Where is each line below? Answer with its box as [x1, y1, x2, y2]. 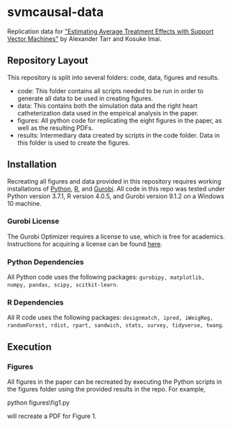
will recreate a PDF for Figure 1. [7, 412, 97, 421]
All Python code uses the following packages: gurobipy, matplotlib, [7, 273, 205, 282]
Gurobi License [7, 216, 60, 226]
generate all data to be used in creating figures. [17, 94, 154, 102]
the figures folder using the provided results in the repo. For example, [7, 385, 206, 394]
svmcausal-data [7, 4, 104, 20]
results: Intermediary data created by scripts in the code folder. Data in [17, 131, 220, 139]
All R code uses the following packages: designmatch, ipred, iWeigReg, [7, 314, 214, 322]
